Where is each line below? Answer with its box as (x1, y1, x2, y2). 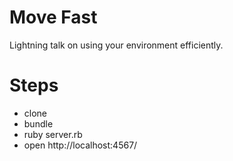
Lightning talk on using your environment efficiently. (9, 39, 224, 51)
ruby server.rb (23, 128, 83, 140)
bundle (23, 117, 54, 130)
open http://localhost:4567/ (23, 139, 138, 151)
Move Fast (9, 6, 98, 29)
